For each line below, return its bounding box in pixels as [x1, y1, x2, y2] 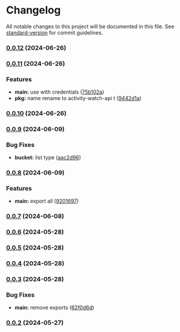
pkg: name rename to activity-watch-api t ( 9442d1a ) [14, 95, 142, 102]
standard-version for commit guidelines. [6, 29, 103, 36]
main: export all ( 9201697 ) [14, 197, 79, 205]
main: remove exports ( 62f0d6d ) [14, 304, 95, 311]
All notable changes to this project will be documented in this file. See [6, 23, 175, 30]
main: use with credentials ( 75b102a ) [14, 88, 104, 95]
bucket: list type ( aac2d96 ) [14, 154, 81, 161]
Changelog [6, 4, 61, 17]
